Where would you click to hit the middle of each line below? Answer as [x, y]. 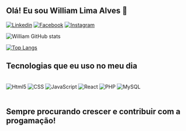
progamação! [31, 120]
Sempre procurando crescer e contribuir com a [93, 111]
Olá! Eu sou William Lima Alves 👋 [67, 11]
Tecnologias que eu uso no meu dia [72, 66]
